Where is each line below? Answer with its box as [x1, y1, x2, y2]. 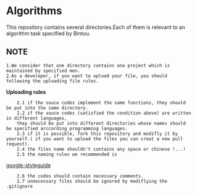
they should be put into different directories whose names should [17, 120, 186, 126]
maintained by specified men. [6, 68, 81, 74]
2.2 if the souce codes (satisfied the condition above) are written [17, 110, 192, 116]
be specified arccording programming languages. [6, 125, 128, 131]
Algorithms [6, 4, 63, 18]
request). [6, 141, 31, 147]
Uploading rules [6, 88, 46, 95]
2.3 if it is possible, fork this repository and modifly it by [17, 131, 178, 137]
